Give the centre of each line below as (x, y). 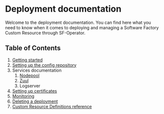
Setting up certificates (35, 91)
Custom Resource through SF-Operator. (45, 33)
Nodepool (30, 75)
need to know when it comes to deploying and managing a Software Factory (82, 27)
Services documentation (37, 70)
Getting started (27, 60)
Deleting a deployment (35, 101)
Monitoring (23, 96)
